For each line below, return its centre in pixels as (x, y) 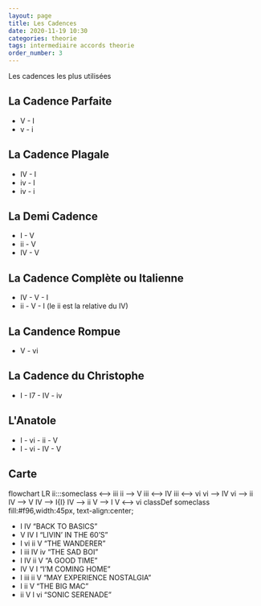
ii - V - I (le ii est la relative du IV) (74, 306)
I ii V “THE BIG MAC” (54, 586)
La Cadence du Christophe (76, 376)
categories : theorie (43, 38)
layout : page (30, 16)
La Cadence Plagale (59, 155)
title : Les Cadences (43, 23)
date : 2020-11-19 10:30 (48, 31)
